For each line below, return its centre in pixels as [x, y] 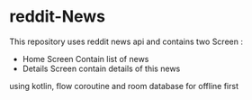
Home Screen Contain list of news [85, 59]
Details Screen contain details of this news [101, 68]
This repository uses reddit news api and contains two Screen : [126, 41]
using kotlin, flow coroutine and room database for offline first [124, 86]
